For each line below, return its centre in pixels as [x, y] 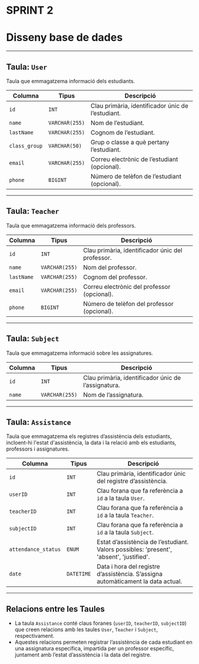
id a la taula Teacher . [125, 515]
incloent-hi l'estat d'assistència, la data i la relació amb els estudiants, [91, 443]
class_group [26, 146]
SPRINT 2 [30, 10]
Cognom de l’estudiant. [123, 133]
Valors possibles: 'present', [134, 549]
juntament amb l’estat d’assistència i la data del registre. [83, 655]
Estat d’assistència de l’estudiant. [143, 542]
